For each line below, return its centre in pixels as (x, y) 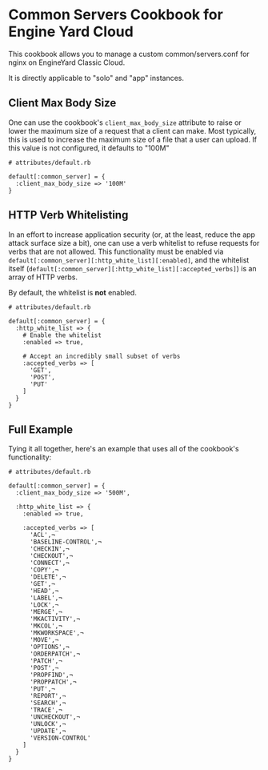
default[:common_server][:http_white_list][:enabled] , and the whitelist (129, 260)
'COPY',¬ (44, 570)
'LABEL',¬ (46, 598)
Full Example (41, 429)
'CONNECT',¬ (49, 563)
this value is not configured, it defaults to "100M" (89, 148)
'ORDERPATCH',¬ (55, 654)
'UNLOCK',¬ (48, 724)
